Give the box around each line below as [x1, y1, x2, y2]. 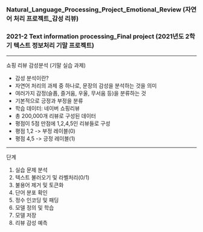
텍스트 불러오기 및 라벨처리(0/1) [14, 174, 89, 181]
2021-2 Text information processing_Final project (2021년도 [6, 32, 184, 40]
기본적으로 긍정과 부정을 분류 [14, 97, 83, 105]
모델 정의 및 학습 [14, 204, 54, 211]
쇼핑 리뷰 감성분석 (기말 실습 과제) [6, 62, 86, 69]
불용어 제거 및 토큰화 [14, 181, 64, 188]
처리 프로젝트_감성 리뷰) [13, 14, 79, 22]
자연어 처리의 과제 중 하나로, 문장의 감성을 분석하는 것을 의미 [14, 82, 157, 89]
